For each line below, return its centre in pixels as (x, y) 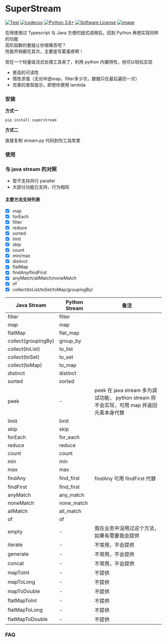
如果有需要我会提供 (117, 536)
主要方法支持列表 (23, 200)
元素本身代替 (109, 412)
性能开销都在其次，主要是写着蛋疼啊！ (44, 51)
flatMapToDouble (28, 619)
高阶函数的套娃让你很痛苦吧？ (36, 45)
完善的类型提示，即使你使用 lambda (49, 84)
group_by (70, 341)
